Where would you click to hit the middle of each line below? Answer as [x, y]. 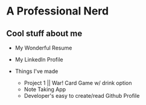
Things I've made [36, 71]
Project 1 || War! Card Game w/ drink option [78, 83]
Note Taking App [45, 89]
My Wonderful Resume [43, 48]
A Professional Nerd [58, 11]
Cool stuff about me [44, 33]
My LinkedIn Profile [39, 59]
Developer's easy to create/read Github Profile [82, 96]
